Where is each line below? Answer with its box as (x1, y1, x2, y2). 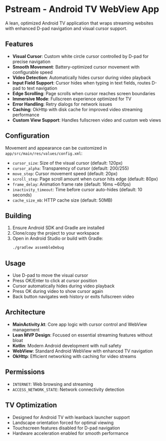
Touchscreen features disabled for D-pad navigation (12, 424, 121, 431)
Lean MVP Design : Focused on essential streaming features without (12, 332, 153, 338)
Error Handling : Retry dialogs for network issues (12, 101, 112, 107)
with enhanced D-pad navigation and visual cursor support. (5, 25, 128, 31)
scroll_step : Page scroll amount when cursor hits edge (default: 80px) (12, 176, 159, 182)
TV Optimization (5, 401, 57, 409)
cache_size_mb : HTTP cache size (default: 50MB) (12, 197, 113, 203)
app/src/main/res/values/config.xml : (5, 150, 83, 156)
